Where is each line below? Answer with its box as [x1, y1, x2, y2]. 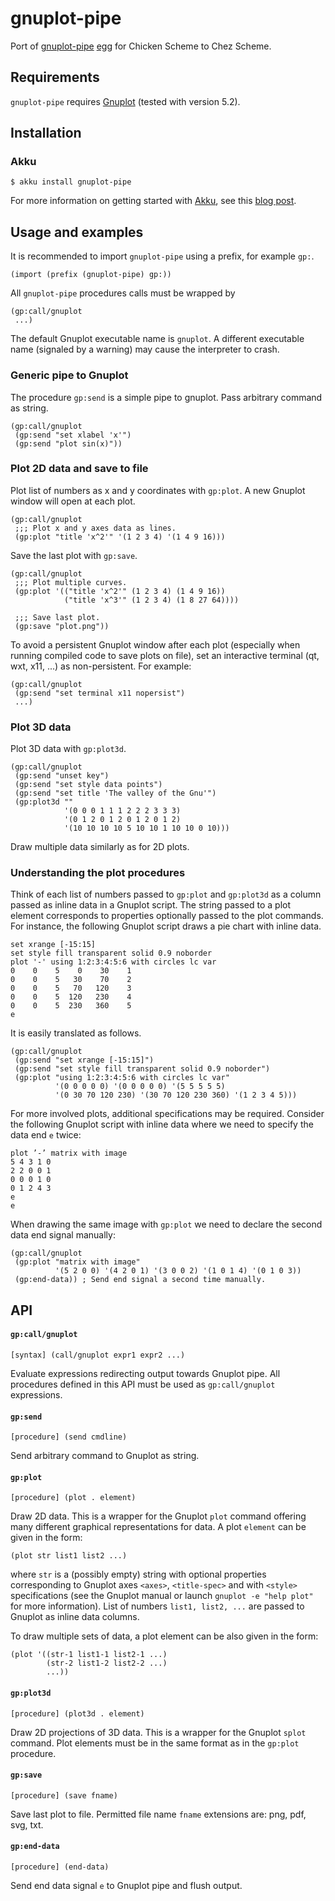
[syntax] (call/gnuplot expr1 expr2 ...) [10, 1350, 186, 1361]
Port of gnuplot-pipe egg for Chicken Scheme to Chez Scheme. [10, 40, 272, 52]
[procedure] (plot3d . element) [10, 1708, 145, 1719]
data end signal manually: [10, 1229, 116, 1241]
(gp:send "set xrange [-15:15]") [14, 1055, 155, 1066]
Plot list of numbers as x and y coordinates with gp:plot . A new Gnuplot [10, 484, 306, 496]
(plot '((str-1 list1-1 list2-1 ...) [10, 1650, 168, 1660]
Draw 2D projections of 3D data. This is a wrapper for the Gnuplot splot [10, 1726, 307, 1738]
